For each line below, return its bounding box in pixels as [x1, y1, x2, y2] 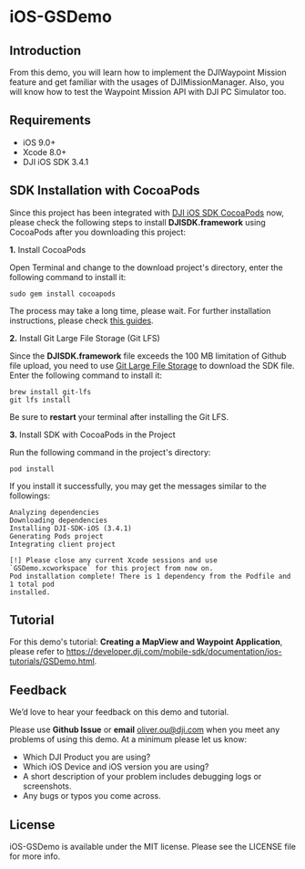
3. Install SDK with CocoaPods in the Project [9, 429, 176, 440]
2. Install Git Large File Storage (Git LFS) [9, 332, 161, 343]
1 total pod [9, 580, 55, 589]
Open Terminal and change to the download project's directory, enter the [9, 262, 284, 273]
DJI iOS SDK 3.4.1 [22, 156, 89, 167]
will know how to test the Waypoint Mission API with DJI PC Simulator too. [9, 87, 287, 97]
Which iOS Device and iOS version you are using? [22, 761, 209, 772]
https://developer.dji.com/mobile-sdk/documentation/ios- [66, 646, 282, 657]
